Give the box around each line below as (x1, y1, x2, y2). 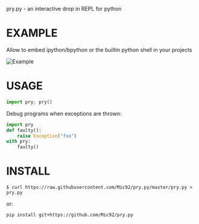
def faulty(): (6, 127, 42, 133)
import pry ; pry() (6, 99, 52, 105)
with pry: (6, 138, 31, 144)
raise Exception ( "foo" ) (17, 133, 77, 139)
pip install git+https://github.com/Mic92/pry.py (6, 212, 134, 218)
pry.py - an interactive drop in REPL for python (6, 5, 122, 12)
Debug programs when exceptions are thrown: (6, 110, 122, 117)
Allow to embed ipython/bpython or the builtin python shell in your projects (6, 46, 192, 53)
